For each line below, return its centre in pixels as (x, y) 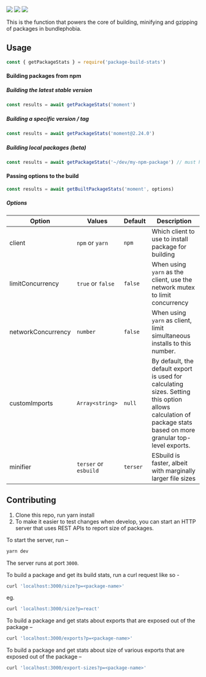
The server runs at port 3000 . (43, 563)
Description (174, 221)
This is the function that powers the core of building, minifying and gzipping (102, 22)
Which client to (173, 231)
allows (161, 407)
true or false (95, 284)
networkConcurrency (40, 331)
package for (169, 247)
